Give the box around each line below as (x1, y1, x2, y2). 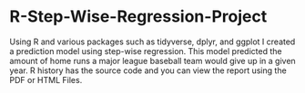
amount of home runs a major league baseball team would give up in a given (9, 55, 296, 66)
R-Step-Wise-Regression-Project (9, 6, 268, 27)
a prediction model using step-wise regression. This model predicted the (9, 45, 282, 56)
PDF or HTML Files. (9, 74, 83, 85)
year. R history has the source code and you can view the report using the (9, 65, 287, 76)
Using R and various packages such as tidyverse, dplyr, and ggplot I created (9, 36, 296, 47)
